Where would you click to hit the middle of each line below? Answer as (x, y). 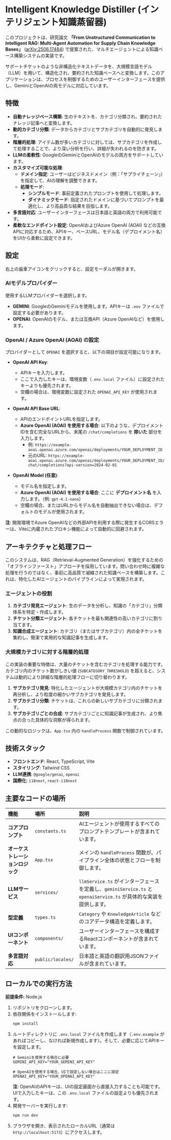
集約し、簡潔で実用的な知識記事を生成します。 (62, 638)
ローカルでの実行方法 (39, 983)
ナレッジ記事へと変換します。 (44, 123)
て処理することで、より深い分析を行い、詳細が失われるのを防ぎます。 (86, 148)
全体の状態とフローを (130, 860)
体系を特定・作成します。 (39, 612)
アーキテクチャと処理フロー (49, 546)
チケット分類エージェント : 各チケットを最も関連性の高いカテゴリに (83, 618)
